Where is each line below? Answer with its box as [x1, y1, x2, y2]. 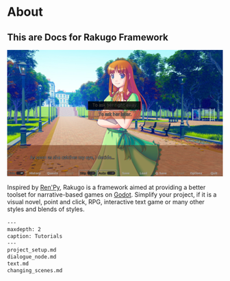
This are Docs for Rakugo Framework [7, 32, 169, 43]
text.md [7, 260, 29, 267]
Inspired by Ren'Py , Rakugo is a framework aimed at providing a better [7, 183, 206, 192]
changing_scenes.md [7, 267, 63, 274]
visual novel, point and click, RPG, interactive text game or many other [7, 198, 205, 206]
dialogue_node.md [7, 254, 57, 260]
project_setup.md [7, 247, 57, 254]
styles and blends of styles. [7, 205, 85, 213]
